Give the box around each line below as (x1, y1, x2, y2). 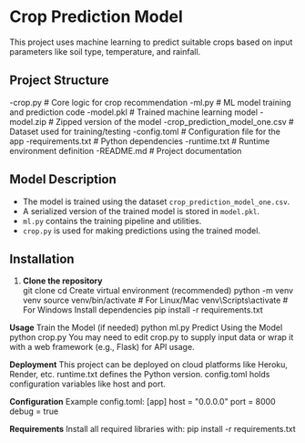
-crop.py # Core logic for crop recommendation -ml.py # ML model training (9, 97, 291, 108)
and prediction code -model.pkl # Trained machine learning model (9, 107, 258, 118)
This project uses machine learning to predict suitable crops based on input (9, 36, 293, 47)
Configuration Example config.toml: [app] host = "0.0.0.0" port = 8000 (9, 397, 276, 407)
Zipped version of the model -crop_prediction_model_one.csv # (56, 116, 294, 127)
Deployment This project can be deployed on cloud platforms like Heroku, (9, 359, 289, 370)
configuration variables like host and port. (9, 378, 167, 389)
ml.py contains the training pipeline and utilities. (22, 215, 202, 226)
